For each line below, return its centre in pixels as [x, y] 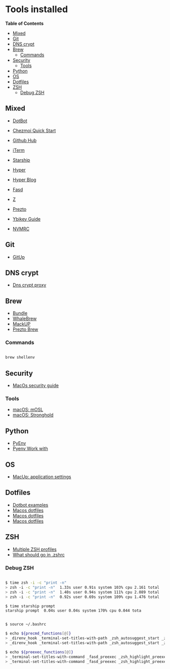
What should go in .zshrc [38, 554]
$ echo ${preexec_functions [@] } [39, 652]
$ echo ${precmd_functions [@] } [38, 633]
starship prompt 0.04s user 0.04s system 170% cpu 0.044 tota [73, 611]
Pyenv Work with [30, 449]
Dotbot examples [30, 505]
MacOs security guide [36, 385]
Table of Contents [25, 23]
